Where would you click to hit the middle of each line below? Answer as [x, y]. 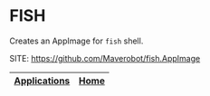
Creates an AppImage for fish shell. [76, 41]
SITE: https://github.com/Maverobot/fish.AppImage [105, 58]
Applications [42, 81]
